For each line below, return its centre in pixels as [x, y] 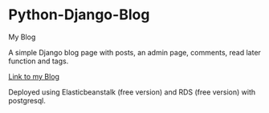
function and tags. [39, 61]
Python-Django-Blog [79, 15]
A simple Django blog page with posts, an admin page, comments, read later [134, 52]
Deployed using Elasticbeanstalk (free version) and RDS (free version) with [132, 92]
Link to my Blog [34, 76]
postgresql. [27, 100]
